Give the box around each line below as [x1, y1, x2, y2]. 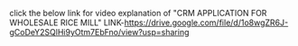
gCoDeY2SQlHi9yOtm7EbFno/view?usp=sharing [9, 27, 190, 37]
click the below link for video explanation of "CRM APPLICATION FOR [9, 8, 267, 18]
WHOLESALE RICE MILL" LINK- [9, 17, 125, 28]
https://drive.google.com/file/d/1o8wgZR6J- [124, 17, 289, 28]
